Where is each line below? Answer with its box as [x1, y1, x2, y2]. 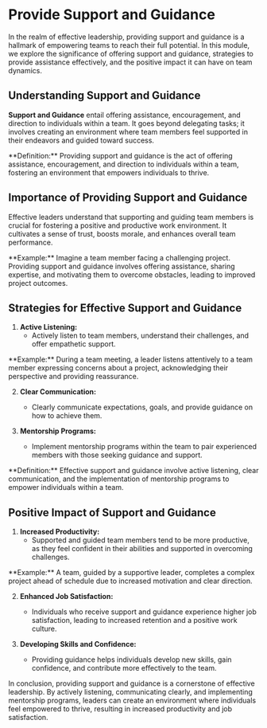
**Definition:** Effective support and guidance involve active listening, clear [8, 466, 259, 476]
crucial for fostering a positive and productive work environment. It [8, 221, 227, 230]
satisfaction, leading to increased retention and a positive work [31, 616, 238, 625]
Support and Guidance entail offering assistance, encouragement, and [8, 110, 241, 119]
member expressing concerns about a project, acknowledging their [8, 363, 229, 373]
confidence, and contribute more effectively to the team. [31, 663, 217, 673]
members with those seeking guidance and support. [31, 450, 203, 460]
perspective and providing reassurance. [8, 372, 139, 382]
